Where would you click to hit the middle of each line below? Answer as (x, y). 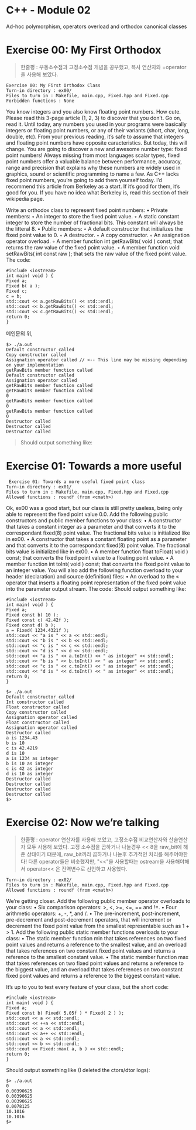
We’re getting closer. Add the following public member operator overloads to (98, 901)
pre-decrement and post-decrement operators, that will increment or (89, 919)
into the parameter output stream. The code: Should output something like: (96, 588)
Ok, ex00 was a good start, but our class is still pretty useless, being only (94, 508)
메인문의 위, (20, 333)
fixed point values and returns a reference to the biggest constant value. (93, 975)
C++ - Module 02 (48, 10)
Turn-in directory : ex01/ (39, 487)
